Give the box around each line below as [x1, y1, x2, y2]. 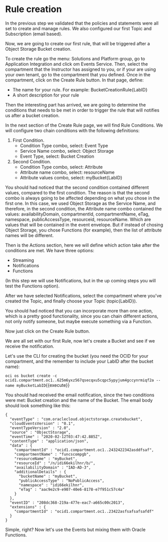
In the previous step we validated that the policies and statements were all [5, 20, 159, 26]
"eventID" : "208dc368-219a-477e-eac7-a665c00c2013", [10, 500, 125, 505]
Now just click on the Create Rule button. [5, 328, 90, 334]
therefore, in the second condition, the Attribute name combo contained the [5, 205, 162, 211]
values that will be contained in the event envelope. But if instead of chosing [5, 222, 163, 228]
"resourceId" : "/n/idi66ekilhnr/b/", [14, 461, 96, 466]
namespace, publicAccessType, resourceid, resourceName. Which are [5, 216, 151, 222]
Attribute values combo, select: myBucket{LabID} [20, 174, 123, 180]
